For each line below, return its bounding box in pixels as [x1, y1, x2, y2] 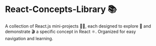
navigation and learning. [5, 35, 53, 41]
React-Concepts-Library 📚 [5, 4, 117, 15]
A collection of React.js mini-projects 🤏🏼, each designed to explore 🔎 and [5, 23, 151, 29]
